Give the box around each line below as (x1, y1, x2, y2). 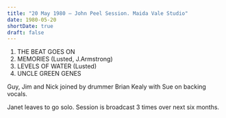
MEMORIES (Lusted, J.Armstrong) (16, 55, 113, 63)
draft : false (7, 29, 45, 36)
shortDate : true (7, 23, 53, 29)
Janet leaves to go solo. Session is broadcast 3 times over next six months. (7, 103, 220, 111)
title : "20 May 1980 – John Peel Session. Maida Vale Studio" (7, 10, 188, 17)
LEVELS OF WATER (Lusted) (16, 62, 97, 70)
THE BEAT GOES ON (16, 48, 75, 56)
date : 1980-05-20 (7, 16, 57, 23)
